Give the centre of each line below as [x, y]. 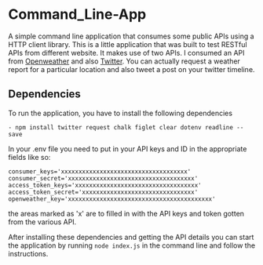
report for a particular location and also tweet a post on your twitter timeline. [131, 69]
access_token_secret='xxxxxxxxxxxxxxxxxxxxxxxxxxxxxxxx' [103, 192]
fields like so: [29, 157]
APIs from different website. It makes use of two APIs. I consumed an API [126, 53]
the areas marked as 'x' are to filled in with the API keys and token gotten [126, 213]
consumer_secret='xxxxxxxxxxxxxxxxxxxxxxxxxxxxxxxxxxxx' [103, 178]
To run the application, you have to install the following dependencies [121, 113]
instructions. [28, 253]
